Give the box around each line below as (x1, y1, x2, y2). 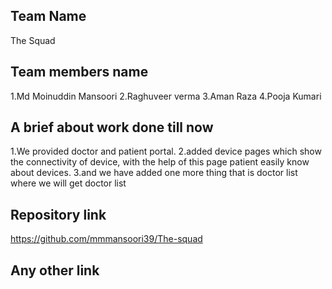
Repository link (10, 206, 107, 223)
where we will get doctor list (10, 177, 127, 189)
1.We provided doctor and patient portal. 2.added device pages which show (10, 145, 322, 158)
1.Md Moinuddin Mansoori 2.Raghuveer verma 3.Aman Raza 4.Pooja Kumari (10, 90, 322, 102)
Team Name (10, 8, 87, 25)
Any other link (10, 262, 100, 279)
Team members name (10, 64, 149, 81)
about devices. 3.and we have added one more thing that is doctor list (10, 167, 298, 179)
